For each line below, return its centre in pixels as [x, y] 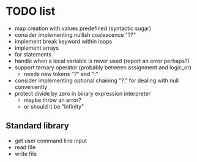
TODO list [31, 11]
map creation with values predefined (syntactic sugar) [83, 28]
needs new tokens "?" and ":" [61, 74]
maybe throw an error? [53, 100]
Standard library [38, 126]
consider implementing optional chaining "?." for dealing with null [96, 80]
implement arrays [37, 48]
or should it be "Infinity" [54, 106]
